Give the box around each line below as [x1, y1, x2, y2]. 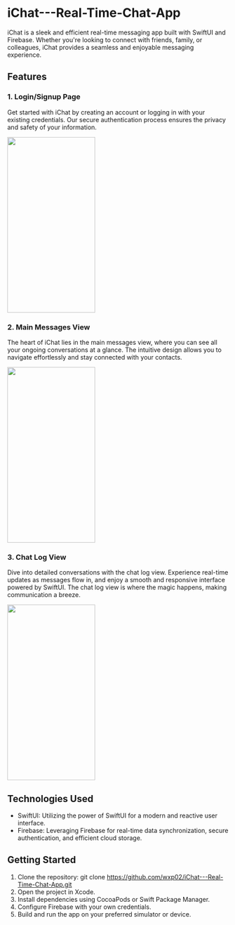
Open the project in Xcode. [17, 887, 96, 896]
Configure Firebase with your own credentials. [17, 903, 152, 911]
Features [7, 71, 47, 83]
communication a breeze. [7, 591, 81, 599]
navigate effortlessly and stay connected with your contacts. [7, 353, 182, 361]
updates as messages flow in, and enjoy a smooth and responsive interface [7, 576, 226, 584]
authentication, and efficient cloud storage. [17, 834, 142, 842]
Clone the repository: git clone [17, 872, 105, 881]
